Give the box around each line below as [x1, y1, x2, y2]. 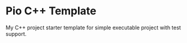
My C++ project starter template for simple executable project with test [5, 24, 181, 31]
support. [5, 30, 27, 37]
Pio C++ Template [5, 4, 96, 18]
